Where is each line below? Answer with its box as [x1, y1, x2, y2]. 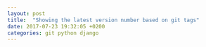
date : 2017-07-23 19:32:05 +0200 [7, 23, 105, 30]
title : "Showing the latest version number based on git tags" [7, 17, 200, 23]
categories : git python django [7, 29, 99, 37]
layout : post [7, 10, 46, 17]
